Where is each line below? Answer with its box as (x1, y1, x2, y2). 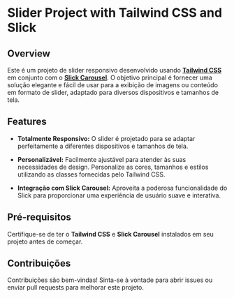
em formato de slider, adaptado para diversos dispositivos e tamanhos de (7, 89, 219, 96)
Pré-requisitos (7, 211, 72, 223)
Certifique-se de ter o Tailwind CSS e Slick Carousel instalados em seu (7, 230, 214, 238)
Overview (7, 47, 51, 59)
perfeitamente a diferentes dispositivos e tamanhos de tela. (17, 142, 189, 150)
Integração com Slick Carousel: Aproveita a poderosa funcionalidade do (17, 184, 228, 192)
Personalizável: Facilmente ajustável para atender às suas (17, 155, 187, 163)
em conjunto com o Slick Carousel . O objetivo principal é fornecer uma (7, 73, 213, 82)
